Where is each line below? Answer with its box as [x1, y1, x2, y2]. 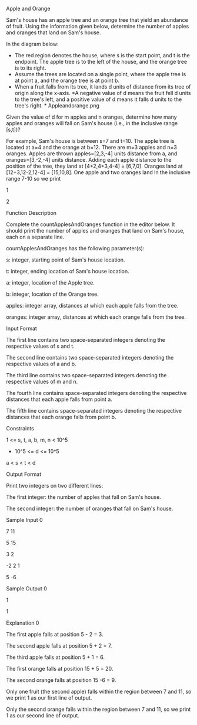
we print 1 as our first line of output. [6, 694, 92, 701]
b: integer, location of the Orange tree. [6, 290, 99, 298]
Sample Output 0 [6, 585, 47, 592]
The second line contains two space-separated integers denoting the [6, 354, 174, 361]
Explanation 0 [6, 619, 39, 626]
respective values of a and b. [6, 360, 76, 367]
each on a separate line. [6, 233, 65, 240]
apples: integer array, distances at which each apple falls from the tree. [6, 302, 179, 309]
